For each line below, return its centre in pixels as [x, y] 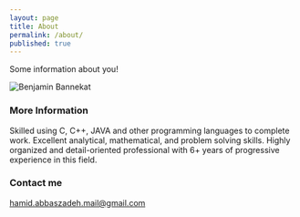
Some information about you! [64, 69]
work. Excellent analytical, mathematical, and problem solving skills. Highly [150, 140]
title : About [34, 26]
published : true [40, 43]
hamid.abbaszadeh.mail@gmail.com [78, 202]
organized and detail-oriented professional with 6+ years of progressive [145, 150]
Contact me [36, 183]
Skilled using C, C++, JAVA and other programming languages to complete [150, 130]
